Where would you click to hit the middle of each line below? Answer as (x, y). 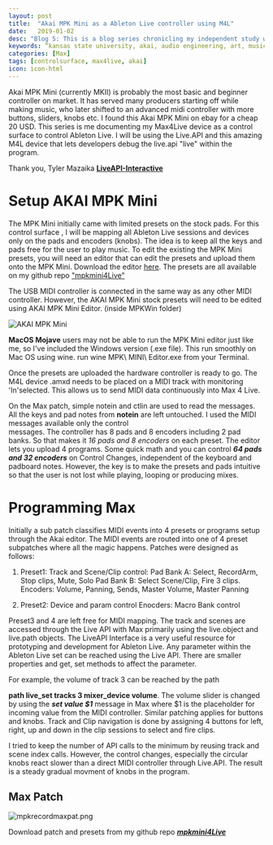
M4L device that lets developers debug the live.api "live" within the (121, 144)
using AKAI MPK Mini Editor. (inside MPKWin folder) (95, 308)
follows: (22, 556)
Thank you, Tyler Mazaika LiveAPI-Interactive (86, 168)
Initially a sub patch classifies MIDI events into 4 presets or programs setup (134, 530)
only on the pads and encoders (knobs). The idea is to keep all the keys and (135, 240)
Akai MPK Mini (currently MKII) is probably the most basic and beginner (128, 92)
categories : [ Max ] (39, 54)
